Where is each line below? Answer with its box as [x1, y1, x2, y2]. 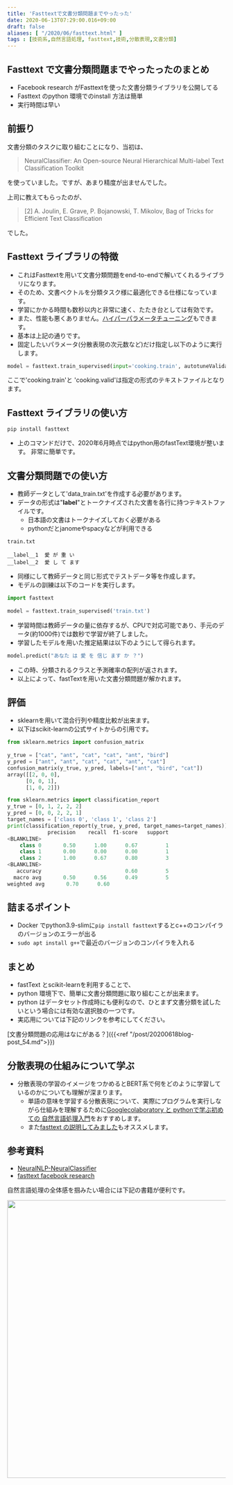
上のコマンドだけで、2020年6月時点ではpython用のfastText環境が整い [17, 439, 219, 447]
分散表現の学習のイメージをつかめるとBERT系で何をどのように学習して [17, 1079, 221, 1088]
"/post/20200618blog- [129, 1030, 194, 1038]
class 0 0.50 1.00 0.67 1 [19, 842, 169, 849]
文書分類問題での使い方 [7, 470, 107, 481]
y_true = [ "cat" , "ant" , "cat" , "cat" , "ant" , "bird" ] [7, 752, 169, 759]
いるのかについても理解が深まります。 [17, 1088, 126, 1097]
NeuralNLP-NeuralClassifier [17, 1164, 97, 1172]
